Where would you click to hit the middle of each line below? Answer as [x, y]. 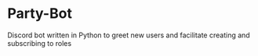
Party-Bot [40, 14]
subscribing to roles [40, 43]
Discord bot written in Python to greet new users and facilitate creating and [129, 35]
